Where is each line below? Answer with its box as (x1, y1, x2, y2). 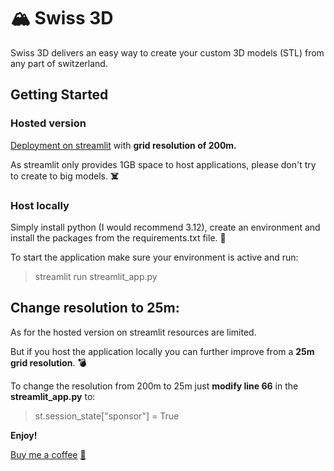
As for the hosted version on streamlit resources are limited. (10, 326, 257, 338)
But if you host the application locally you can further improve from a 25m (10, 345, 315, 357)
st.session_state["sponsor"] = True (34, 410, 180, 422)
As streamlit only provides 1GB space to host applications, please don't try (10, 158, 317, 170)
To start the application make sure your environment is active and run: (10, 251, 299, 263)
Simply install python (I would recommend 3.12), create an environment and (10, 221, 321, 233)
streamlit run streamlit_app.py (34, 270, 158, 282)
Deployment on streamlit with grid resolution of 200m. (10, 139, 237, 151)
